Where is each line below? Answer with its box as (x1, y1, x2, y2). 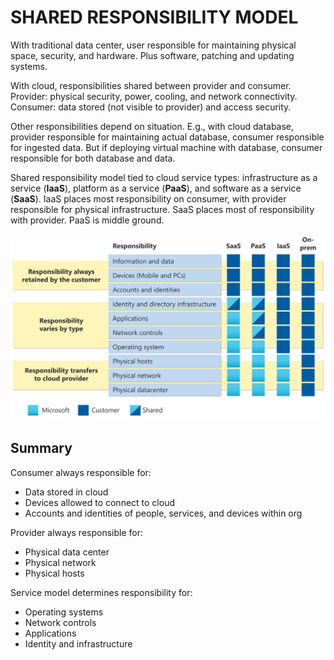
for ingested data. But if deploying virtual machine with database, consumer (10, 141, 323, 153)
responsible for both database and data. (10, 152, 176, 164)
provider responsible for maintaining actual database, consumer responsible (10, 131, 325, 143)
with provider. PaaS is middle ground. (10, 214, 165, 226)
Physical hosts (24, 567, 85, 579)
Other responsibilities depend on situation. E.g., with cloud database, (10, 120, 295, 132)
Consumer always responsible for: (10, 466, 152, 478)
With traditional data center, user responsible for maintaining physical (10, 39, 297, 51)
